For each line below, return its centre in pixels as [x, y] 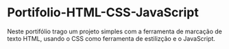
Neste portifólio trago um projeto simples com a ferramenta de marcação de [115, 31]
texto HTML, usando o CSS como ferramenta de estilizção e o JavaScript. [111, 38]
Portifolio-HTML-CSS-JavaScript [103, 13]
